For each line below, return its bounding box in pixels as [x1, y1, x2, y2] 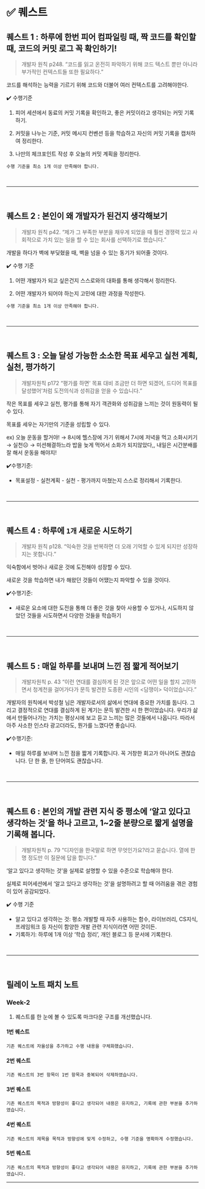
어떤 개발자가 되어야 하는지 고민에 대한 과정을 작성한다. [15, 289, 146, 297]
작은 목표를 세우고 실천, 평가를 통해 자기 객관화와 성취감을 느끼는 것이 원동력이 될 [6, 400, 198, 407]
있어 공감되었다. [12, 887, 51, 895]
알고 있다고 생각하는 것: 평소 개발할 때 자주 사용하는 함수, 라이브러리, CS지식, [15, 916, 198, 923]
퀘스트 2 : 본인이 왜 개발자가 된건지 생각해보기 [6, 211, 168, 222]
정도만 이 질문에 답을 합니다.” [27, 854, 97, 861]
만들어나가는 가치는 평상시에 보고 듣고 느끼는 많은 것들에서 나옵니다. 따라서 [17, 714, 195, 721]
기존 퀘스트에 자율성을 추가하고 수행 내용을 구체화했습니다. [6, 1043, 134, 1049]
